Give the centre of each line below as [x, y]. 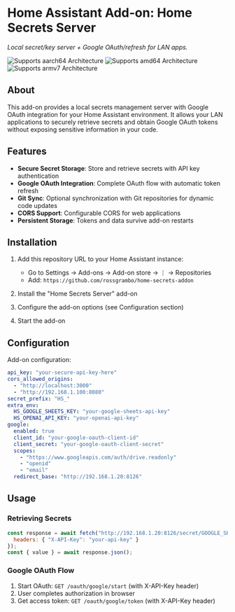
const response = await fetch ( [53, 533]
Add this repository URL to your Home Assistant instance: [100, 259]
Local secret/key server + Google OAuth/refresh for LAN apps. [98, 47]
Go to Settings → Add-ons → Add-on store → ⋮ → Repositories [120, 273]
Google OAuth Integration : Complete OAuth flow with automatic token [119, 183]
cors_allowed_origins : [40, 380]
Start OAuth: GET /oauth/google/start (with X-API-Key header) [108, 585]
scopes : [25, 451]
